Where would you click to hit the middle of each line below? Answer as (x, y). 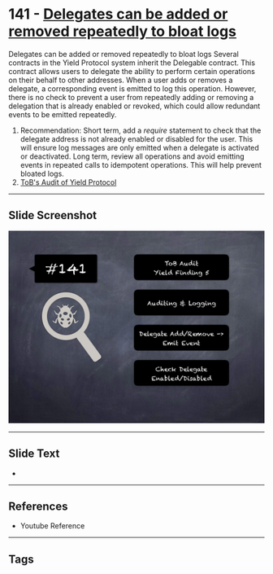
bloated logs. (42, 173)
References (38, 506)
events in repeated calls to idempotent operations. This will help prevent (141, 164)
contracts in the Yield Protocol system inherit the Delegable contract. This (132, 63)
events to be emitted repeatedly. (63, 114)
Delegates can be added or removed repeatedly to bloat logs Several (124, 54)
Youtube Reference (52, 526)
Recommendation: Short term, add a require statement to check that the (141, 130)
